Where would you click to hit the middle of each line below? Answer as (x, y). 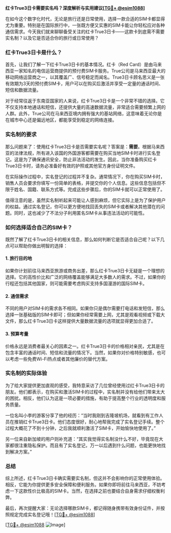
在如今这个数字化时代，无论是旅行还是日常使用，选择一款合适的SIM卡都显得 (85, 19)
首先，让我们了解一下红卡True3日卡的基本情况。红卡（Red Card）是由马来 (83, 65)
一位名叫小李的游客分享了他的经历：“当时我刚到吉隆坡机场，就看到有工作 (82, 415)
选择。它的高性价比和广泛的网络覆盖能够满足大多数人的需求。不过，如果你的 (85, 277)
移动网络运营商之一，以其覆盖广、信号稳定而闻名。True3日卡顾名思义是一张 (85, 77)
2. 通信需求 (17, 296)
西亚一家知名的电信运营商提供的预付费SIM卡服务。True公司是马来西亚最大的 (85, 71)
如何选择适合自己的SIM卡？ (39, 227)
